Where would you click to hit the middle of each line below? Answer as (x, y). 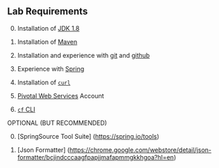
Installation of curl (44, 82)
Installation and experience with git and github (83, 55)
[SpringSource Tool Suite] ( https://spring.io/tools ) (88, 136)
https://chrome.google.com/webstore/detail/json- (140, 150)
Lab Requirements (48, 12)
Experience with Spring (51, 68)
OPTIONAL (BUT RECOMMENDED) (57, 123)
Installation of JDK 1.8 (48, 28)
